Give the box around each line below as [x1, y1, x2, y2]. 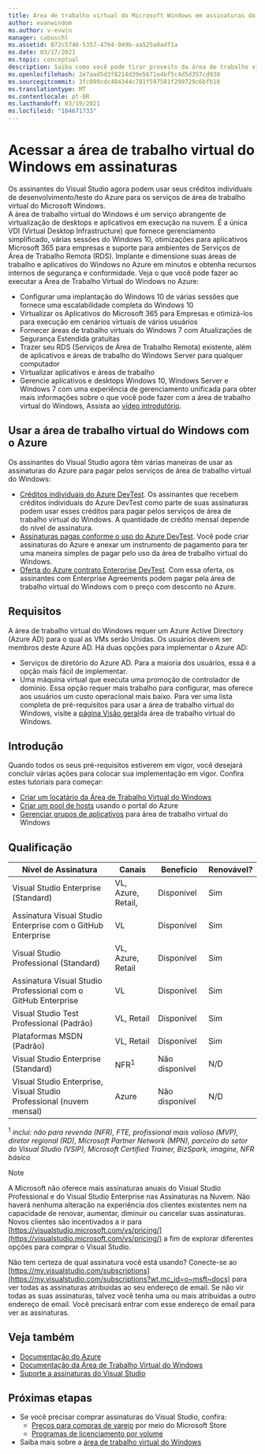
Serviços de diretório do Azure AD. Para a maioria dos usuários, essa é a [19, 658, 256, 667]
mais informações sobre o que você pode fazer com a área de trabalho [19, 392, 251, 402]
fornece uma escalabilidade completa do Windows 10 [19, 300, 194, 309]
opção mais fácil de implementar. [19, 666, 128, 676]
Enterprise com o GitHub [12, 920, 104, 931]
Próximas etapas [8, 1392, 92, 1405]
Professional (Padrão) [12, 1018, 93, 1029]
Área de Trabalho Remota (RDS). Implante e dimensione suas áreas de [8, 251, 237, 261]
